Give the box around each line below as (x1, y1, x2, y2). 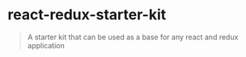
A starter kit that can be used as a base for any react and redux (27, 32, 239, 42)
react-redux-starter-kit (7, 6, 167, 24)
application (27, 40, 66, 50)
